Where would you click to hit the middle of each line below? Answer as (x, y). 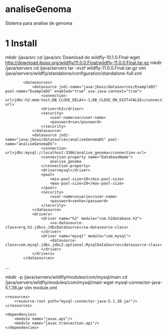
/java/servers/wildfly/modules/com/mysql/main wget (59, 282)
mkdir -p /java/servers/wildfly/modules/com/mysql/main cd (66, 277)
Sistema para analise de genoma (39, 23)
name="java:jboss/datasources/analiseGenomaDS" (56, 139)
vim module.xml (41, 287)
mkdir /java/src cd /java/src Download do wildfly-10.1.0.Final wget (72, 57)
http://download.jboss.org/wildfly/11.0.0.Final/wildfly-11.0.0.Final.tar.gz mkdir (83, 62)
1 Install (21, 43)
